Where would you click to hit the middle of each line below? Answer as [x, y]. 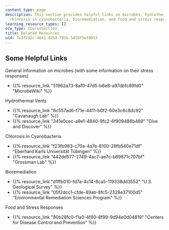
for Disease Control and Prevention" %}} [55, 222]
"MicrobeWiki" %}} [32, 91]
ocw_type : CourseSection [31, 29]
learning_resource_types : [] [36, 24]
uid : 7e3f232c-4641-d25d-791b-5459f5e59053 [52, 38]
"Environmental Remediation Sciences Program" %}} [67, 197]
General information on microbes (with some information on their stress [79, 70]
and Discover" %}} [32, 126]
